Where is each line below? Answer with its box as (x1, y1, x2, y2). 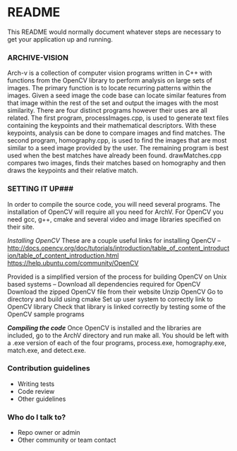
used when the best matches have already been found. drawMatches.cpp (7, 151, 222, 160)
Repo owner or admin (17, 428, 80, 437)
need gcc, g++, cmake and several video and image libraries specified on (7, 215, 221, 223)
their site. (7, 222, 35, 231)
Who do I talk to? (7, 412, 66, 422)
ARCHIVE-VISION (7, 52, 69, 62)
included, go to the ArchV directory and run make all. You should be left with (7, 331, 229, 339)
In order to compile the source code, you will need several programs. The (7, 200, 221, 208)
